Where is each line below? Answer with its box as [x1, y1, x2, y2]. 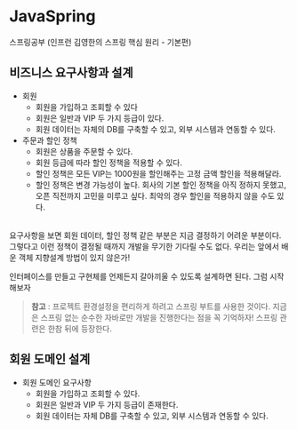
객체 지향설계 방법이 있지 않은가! [18, 251, 131, 263]
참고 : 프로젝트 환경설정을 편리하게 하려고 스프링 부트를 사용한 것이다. [30, 300, 271, 312]
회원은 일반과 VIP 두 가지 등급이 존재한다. [35, 399, 179, 410]
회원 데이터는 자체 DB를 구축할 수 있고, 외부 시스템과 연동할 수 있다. [35, 410, 269, 421]
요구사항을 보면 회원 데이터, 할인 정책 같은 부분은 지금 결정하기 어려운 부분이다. [9, 229, 282, 241]
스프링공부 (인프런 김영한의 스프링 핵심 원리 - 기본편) [9, 36, 192, 47]
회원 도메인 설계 [9, 352, 91, 367]
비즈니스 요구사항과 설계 [9, 65, 133, 81]
